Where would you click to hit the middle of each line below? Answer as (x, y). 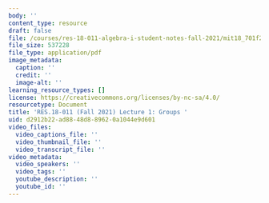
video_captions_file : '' (57, 134)
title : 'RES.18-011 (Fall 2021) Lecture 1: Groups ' (98, 113)
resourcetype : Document (48, 105)
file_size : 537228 (39, 46)
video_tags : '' (41, 172)
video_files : (30, 127)
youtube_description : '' (57, 179)
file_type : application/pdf (55, 53)
